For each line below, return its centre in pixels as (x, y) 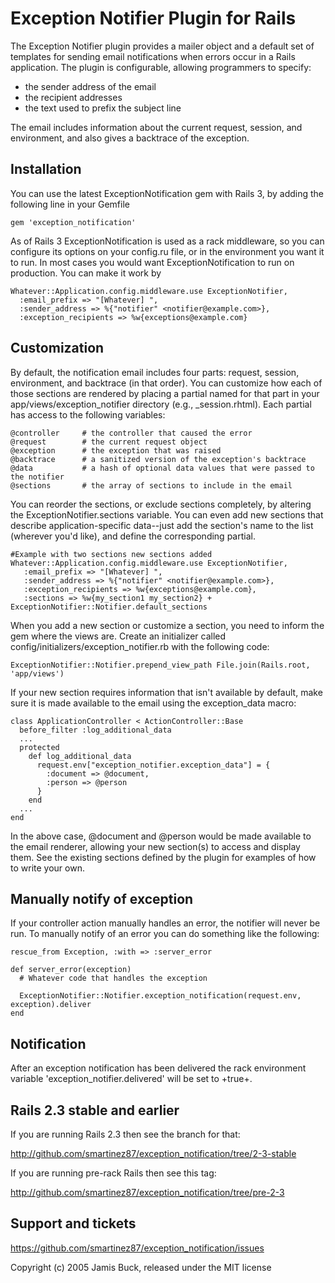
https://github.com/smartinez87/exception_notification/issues (137, 1248)
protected (39, 747)
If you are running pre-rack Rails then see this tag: (113, 1173)
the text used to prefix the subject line (103, 108)
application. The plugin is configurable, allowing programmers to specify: (161, 67)
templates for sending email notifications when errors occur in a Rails (153, 56)
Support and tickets (73, 1223)
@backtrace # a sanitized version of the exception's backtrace (158, 459)
